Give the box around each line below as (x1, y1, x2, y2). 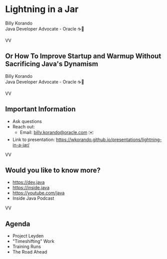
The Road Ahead (12, 249, 47, 255)
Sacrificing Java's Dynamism (5, 60, 98, 68)
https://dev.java (12, 179, 45, 185)
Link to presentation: (12, 137, 55, 143)
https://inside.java (12, 185, 50, 191)
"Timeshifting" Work (12, 238, 54, 244)
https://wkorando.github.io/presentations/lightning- (55, 137, 162, 143)
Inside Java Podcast (12, 195, 54, 201)
